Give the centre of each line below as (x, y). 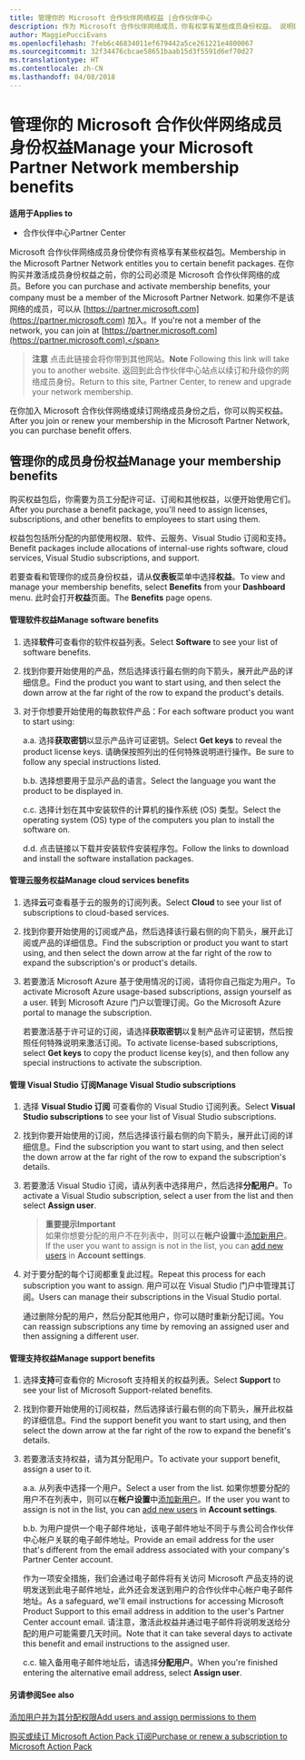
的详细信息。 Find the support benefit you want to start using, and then (154, 1421)
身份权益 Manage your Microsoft (132, 147)
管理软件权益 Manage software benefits (84, 620)
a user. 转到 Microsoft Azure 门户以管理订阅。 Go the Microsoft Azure (152, 1002)
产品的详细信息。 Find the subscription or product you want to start (163, 942)
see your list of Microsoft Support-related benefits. (118, 1390)
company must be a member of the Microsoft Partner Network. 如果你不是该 (152, 297)
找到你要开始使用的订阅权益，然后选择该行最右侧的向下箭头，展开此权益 (157, 1409)
